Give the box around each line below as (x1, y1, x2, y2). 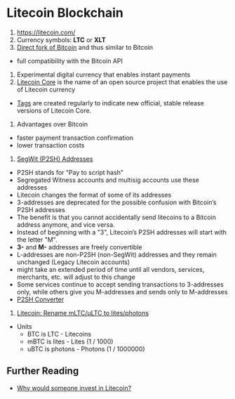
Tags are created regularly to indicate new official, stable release (16, 98, 204, 107)
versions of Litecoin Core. (16, 106, 92, 115)
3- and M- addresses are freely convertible (16, 242, 142, 251)
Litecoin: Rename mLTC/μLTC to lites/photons (16, 308, 149, 317)
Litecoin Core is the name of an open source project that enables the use (16, 77, 228, 86)
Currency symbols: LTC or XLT (16, 35, 106, 44)
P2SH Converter (16, 295, 65, 303)
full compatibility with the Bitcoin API (16, 56, 123, 65)
